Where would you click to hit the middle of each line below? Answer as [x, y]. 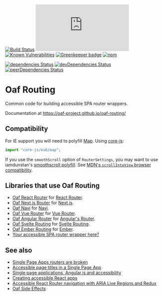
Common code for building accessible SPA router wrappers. [67, 103]
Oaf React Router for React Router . [48, 197]
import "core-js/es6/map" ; [33, 150]
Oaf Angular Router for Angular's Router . [54, 219]
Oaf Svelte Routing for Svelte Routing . [51, 224]
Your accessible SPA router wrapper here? [56, 235]
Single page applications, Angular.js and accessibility [67, 273]
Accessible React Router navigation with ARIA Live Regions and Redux [84, 284]
